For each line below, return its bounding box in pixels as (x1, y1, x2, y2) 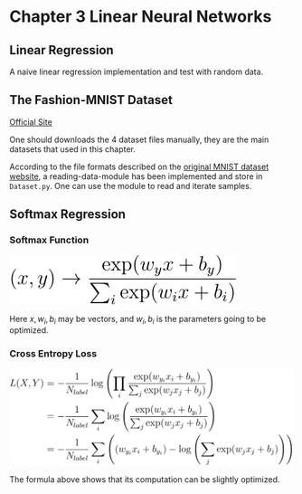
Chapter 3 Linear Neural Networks (9, 6, 272, 27)
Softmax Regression (9, 206, 127, 223)
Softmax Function (9, 233, 90, 246)
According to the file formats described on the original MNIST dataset (9, 161, 269, 172)
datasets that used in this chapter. (9, 143, 136, 155)
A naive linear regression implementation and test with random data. (9, 66, 264, 77)
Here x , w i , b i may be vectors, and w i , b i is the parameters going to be (9, 313, 267, 327)
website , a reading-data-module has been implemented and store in (9, 170, 263, 182)
